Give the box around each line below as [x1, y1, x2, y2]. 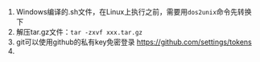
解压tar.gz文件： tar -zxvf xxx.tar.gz [15, 27, 143, 36]
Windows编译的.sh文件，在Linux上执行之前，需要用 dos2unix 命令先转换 [15, 7, 252, 16]
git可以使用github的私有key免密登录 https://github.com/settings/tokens [15, 37, 252, 47]
